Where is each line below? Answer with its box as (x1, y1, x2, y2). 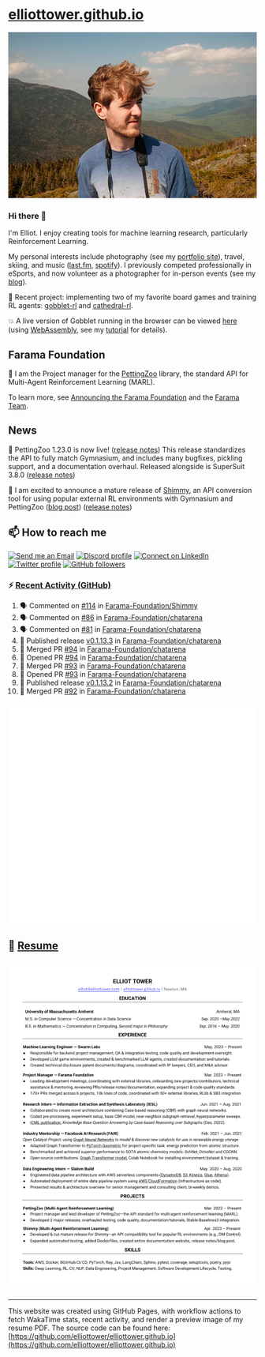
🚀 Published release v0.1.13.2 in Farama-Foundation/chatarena (19, 678, 222, 687)
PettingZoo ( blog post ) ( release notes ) (8, 502, 132, 511)
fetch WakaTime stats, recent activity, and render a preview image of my (8, 1314, 244, 1324)
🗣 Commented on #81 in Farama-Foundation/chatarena (19, 624, 202, 633)
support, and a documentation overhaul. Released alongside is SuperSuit (8, 461, 245, 471)
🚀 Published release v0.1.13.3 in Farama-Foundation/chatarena (19, 636, 222, 645)
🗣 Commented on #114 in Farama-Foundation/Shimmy (19, 600, 199, 610)
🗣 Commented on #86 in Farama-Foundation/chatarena (19, 612, 203, 622)
